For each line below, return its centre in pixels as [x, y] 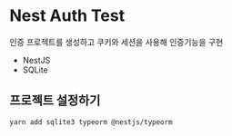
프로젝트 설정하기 [55, 101]
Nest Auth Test [67, 16]
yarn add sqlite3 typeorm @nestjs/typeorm [91, 122]
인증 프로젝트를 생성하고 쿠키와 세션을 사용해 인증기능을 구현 [116, 42]
